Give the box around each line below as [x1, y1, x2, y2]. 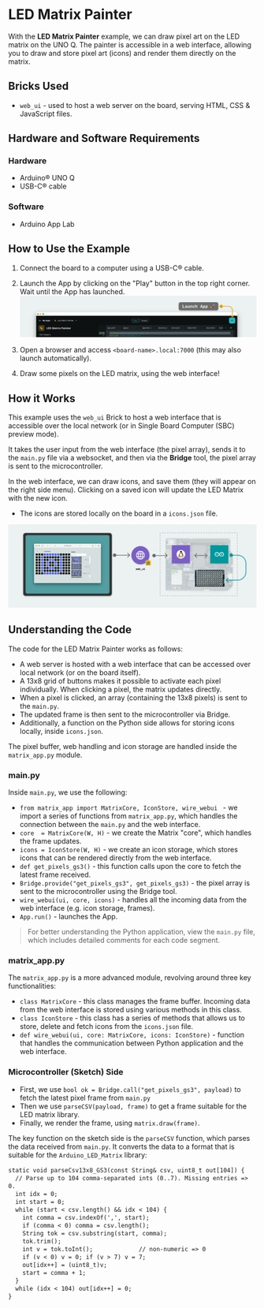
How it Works [8, 392, 76, 405]
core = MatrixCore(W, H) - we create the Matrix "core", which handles [19, 828, 252, 837]
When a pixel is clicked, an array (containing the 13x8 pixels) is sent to [19, 692, 248, 702]
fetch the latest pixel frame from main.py [19, 1093, 151, 1102]
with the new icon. [8, 494, 69, 503]
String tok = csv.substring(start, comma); [22, 1229, 168, 1237]
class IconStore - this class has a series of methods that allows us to [19, 1013, 246, 1023]
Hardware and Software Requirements [8, 132, 200, 145]
